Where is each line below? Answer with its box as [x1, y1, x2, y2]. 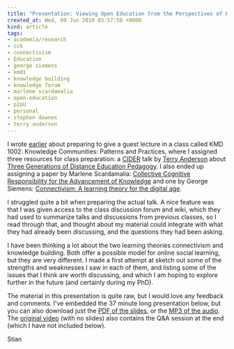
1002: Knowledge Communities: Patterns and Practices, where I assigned [7, 147, 218, 156]
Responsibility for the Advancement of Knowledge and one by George [7, 177, 208, 185]
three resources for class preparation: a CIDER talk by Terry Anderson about [7, 154, 226, 163]
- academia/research [7, 36, 68, 43]
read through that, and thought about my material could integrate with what [7, 220, 224, 228]
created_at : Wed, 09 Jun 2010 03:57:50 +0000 [7, 17, 141, 24]
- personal [7, 107, 39, 114]
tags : [7, 29, 23, 37]
